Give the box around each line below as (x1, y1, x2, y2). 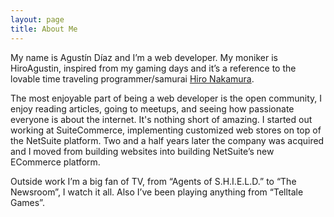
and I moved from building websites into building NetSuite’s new (10, 145, 275, 157)
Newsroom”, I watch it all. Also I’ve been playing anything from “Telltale (10, 186, 304, 198)
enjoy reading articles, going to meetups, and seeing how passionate (10, 102, 295, 115)
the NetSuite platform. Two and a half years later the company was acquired (10, 134, 325, 146)
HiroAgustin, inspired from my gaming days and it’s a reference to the (10, 62, 297, 74)
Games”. (10, 196, 45, 208)
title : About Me (10, 24, 78, 34)
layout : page (10, 14, 65, 25)
